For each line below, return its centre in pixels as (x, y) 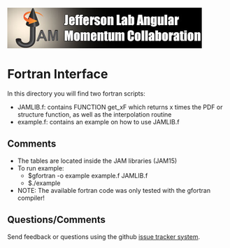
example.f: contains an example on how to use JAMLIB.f (98, 122)
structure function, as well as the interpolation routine (94, 114)
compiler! (31, 198)
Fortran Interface (58, 74)
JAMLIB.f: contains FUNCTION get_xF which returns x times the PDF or (120, 107)
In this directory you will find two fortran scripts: (76, 93)
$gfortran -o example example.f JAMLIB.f (88, 175)
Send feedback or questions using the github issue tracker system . (104, 236)
